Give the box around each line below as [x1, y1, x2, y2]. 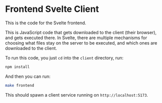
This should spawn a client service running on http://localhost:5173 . [5, 92, 149, 98]
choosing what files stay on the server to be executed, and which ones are [5, 40, 158, 46]
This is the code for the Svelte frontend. [5, 20, 87, 26]
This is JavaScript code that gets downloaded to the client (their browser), [5, 29, 157, 35]
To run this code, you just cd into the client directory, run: [5, 54, 124, 60]
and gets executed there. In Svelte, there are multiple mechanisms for [5, 35, 147, 41]
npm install [5, 64, 30, 69]
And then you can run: [5, 73, 51, 79]
